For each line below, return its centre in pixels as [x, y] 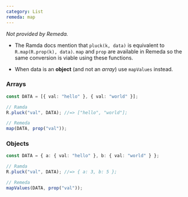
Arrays [16, 84]
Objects [18, 143]
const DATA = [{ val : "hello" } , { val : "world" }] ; [72, 96]
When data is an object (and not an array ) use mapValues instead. [94, 69]
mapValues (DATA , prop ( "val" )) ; [44, 188]
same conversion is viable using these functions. [74, 58]
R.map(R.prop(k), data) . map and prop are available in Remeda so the [98, 51]
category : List [25, 11]
